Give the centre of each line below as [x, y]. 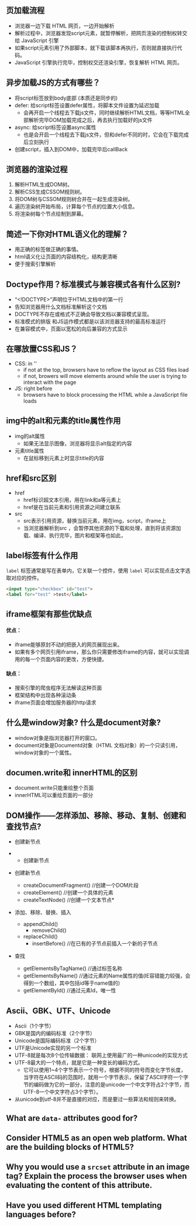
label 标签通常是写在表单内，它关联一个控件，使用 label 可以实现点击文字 [96, 571]
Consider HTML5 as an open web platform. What [97, 1138]
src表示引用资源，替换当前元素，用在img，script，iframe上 [95, 520]
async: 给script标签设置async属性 [55, 127]
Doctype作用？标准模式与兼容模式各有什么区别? [93, 284]
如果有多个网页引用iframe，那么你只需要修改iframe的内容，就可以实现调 [102, 652]
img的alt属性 [30, 436]
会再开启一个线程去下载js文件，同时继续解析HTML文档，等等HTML [104, 113]
